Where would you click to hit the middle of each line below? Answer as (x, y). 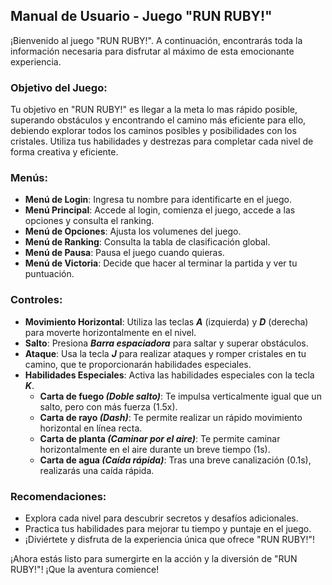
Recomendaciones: (58, 496)
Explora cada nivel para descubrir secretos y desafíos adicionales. (161, 518)
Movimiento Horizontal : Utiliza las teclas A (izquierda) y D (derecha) (166, 321)
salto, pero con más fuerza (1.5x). (108, 406)
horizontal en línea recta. (91, 428)
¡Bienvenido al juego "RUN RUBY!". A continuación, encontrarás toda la (156, 40)
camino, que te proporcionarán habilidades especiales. (138, 364)
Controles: (36, 300)
